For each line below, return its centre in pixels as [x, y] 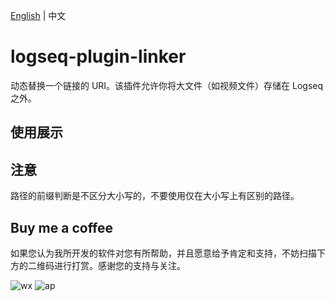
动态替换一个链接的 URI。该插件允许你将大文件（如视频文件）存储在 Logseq [167, 85]
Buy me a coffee [62, 227]
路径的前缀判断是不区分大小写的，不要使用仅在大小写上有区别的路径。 [155, 196]
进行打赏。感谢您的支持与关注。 [119, 265]
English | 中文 [38, 15]
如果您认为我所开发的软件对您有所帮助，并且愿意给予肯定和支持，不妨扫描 [163, 253]
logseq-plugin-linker [98, 56]
